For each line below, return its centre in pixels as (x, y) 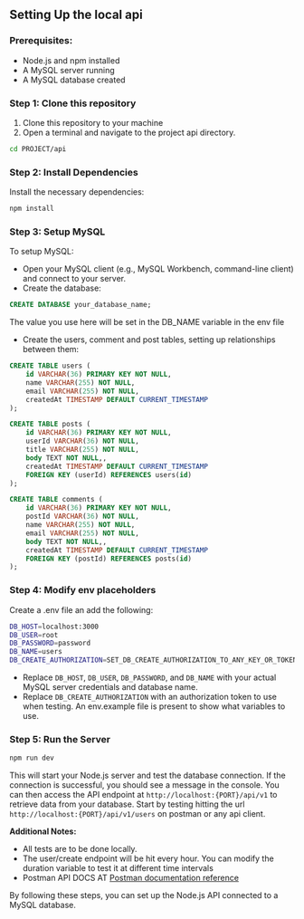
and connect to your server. (74, 279)
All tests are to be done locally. (80, 849)
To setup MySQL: (42, 252)
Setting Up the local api (76, 15)
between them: (51, 349)
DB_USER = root (34, 635)
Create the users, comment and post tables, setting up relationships (149, 340)
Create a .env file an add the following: (81, 609)
